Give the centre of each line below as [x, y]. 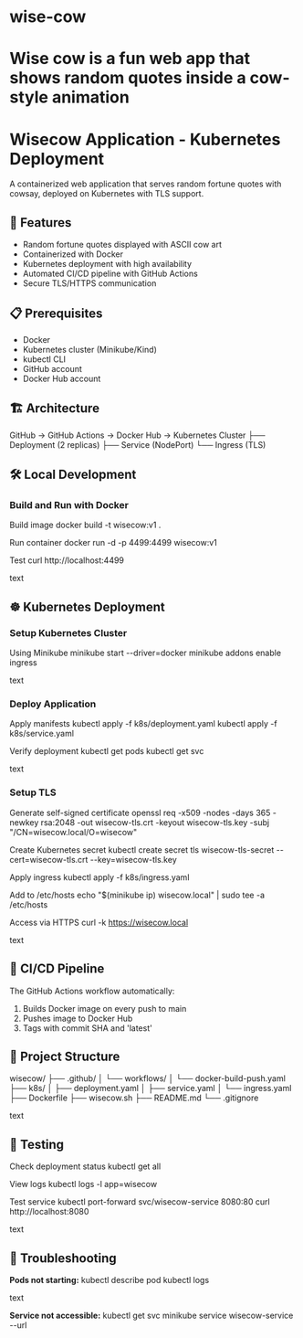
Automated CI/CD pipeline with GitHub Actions [110, 274]
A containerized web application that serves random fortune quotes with [146, 184]
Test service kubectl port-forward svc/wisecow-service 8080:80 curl [140, 1202]
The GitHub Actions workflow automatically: [92, 991]
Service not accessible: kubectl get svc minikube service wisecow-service [151, 1315]
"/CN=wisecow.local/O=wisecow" [73, 832]
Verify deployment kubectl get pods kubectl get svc [107, 751]
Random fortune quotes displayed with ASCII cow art [122, 245]
